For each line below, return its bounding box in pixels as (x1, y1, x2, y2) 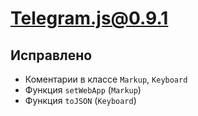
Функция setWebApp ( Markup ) (24, 84, 142, 96)
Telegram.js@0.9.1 (10, 7, 169, 30)
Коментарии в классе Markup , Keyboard (24, 73, 188, 85)
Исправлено (10, 47, 93, 64)
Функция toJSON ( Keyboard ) (24, 95, 137, 106)
